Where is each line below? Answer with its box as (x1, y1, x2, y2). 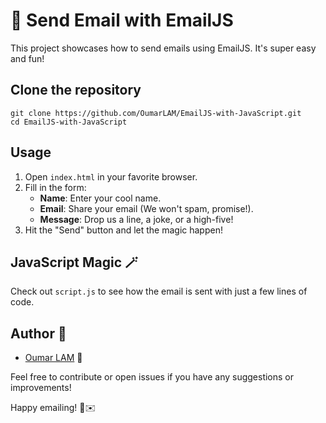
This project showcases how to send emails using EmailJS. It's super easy (10, 42, 317, 54)
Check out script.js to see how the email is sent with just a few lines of (10, 285, 308, 298)
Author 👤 (10, 325, 67, 342)
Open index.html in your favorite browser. (24, 170, 198, 183)
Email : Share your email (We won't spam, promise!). (39, 202, 254, 214)
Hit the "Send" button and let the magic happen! (24, 224, 223, 236)
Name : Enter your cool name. (39, 192, 162, 204)
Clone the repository (10, 82, 142, 99)
